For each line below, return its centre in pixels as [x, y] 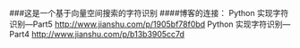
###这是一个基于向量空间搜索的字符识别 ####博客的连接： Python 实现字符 [149, 13]
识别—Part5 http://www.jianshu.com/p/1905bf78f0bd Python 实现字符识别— [150, 24]
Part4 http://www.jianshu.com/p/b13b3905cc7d [97, 34]
